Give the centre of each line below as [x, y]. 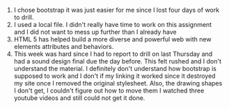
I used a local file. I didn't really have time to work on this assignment [113, 24]
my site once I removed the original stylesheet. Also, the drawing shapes [118, 83]
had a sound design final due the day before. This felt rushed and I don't [117, 61]
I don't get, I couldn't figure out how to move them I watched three [109, 90]
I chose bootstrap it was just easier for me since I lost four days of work [117, 10]
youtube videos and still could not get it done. [79, 98]
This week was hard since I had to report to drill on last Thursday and [113, 54]
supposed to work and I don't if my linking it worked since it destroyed [114, 76]
